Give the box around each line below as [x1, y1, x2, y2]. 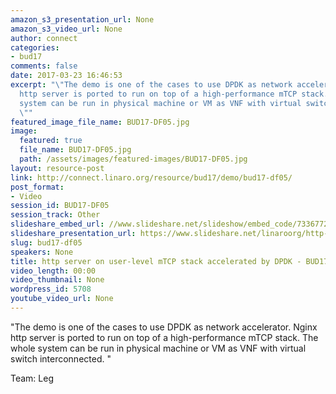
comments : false [10, 61, 78, 71]
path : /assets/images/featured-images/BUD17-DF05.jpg [19, 154, 248, 164]
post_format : [10, 182, 65, 192]
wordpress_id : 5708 [10, 284, 92, 295]
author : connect [10, 33, 78, 43]
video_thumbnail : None [10, 275, 105, 285]
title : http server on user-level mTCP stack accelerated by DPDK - [10, 256, 302, 266]
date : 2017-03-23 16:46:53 [10, 71, 123, 81]
